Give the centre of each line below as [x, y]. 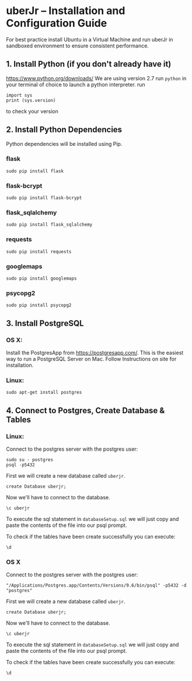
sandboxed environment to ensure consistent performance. [77, 46]
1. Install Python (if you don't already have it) [89, 64]
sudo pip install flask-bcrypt [44, 198]
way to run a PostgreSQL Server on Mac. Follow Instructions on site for [91, 359]
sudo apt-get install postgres [44, 393]
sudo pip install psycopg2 [39, 305]
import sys [19, 95]
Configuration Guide [57, 23]
